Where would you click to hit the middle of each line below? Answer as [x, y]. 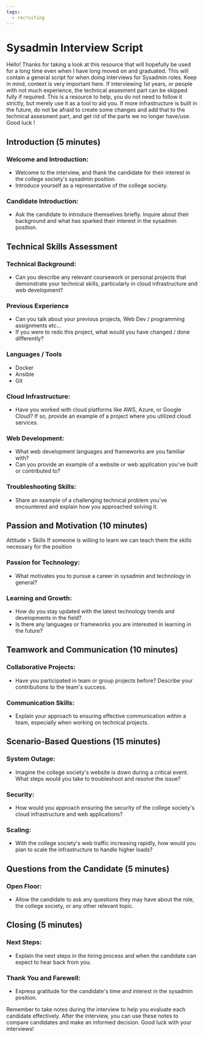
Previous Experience [37, 306]
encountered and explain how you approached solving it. [86, 507]
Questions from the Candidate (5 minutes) [88, 869]
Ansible [25, 374]
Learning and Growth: [39, 598]
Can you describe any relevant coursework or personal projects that [100, 277]
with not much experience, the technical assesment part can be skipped [97, 90]
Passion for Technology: [43, 563]
